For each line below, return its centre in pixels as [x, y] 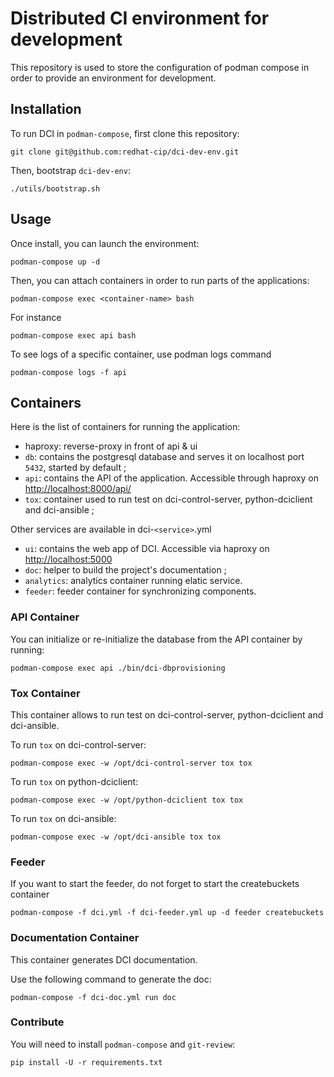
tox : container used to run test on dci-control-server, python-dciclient [168, 499]
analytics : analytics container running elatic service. [133, 581]
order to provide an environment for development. [113, 78]
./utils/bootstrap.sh [55, 188]
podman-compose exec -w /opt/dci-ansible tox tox [116, 837]
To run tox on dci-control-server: [78, 744]
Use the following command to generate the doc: [111, 979]
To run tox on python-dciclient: [74, 781]
